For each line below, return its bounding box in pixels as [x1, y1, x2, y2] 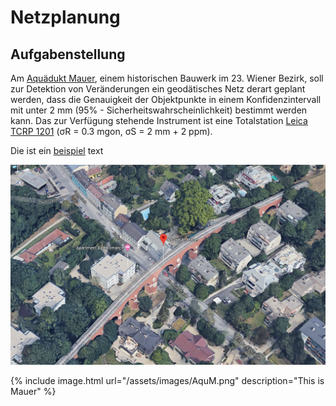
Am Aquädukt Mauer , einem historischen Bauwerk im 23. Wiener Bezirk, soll [10, 72, 324, 84]
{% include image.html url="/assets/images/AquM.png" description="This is [10, 375, 325, 387]
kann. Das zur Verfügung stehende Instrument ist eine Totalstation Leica [10, 115, 308, 126]
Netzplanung [10, 6, 121, 29]
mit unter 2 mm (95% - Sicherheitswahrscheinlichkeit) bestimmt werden [10, 104, 308, 116]
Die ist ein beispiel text [10, 145, 104, 156]
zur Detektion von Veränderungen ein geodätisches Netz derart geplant [10, 83, 306, 95]
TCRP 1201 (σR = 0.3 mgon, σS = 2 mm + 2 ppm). [10, 126, 213, 137]
